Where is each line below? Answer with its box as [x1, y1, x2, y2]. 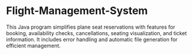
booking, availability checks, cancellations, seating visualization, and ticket [6, 29, 187, 36]
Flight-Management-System [6, 4, 148, 18]
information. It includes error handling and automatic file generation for [6, 36, 178, 43]
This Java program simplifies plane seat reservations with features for [6, 23, 176, 30]
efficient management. [6, 42, 61, 49]
